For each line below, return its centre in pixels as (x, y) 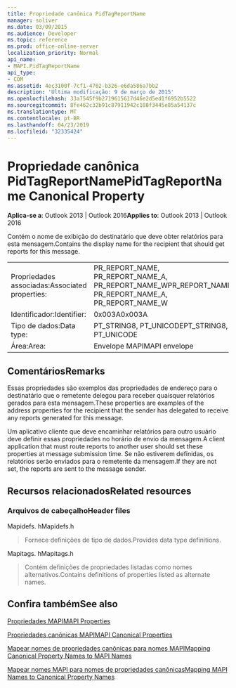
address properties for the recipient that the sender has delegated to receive (118, 410)
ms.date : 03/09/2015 (38, 27)
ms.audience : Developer (42, 33)
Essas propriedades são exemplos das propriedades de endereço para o (112, 388)
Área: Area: (28, 346)
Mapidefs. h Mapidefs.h (41, 526)
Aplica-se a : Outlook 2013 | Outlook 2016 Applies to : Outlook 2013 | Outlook (117, 216)
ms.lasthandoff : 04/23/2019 (48, 125)
